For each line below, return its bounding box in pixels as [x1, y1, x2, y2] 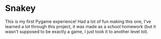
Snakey [5, 3, 36, 14]
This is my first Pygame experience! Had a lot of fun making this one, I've [5, 19, 151, 24]
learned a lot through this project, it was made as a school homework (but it [5, 23, 156, 29]
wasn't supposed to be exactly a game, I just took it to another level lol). [5, 29, 149, 34]
